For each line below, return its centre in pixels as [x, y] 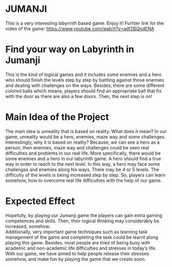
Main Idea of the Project [57, 117]
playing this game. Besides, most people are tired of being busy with [78, 242]
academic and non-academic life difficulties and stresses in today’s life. [81, 248]
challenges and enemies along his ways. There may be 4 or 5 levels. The [82, 169]
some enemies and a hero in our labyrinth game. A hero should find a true [83, 158]
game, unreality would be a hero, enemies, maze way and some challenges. [85, 137]
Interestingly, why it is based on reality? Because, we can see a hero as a [83, 142]
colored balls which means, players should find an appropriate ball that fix [83, 91]
